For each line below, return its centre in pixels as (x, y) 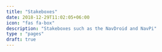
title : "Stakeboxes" (32, 12)
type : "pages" (25, 34)
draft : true (21, 39)
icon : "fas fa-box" (31, 23)
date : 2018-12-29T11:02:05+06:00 (48, 17)
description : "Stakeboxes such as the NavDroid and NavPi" (82, 28)
